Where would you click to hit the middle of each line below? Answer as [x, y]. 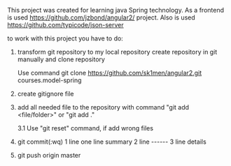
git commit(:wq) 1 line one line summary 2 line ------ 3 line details [112, 142]
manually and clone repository [61, 59]
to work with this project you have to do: [65, 38]
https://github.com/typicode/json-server [65, 25]
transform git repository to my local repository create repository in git [117, 52]
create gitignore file [45, 94]
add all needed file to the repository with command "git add [103, 107]
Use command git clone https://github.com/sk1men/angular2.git [110, 73]
